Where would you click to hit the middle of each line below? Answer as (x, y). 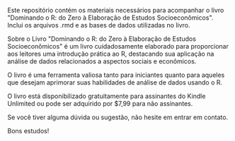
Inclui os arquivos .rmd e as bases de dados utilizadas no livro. (99, 25)
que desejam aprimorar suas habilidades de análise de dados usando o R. (115, 82)
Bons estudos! (28, 131)
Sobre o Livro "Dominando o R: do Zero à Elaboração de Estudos (102, 39)
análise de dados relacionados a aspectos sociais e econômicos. (102, 61)
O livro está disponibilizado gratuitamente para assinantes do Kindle (107, 96)
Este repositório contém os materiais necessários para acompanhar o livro (116, 10)
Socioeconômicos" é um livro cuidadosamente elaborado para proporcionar (118, 46)
